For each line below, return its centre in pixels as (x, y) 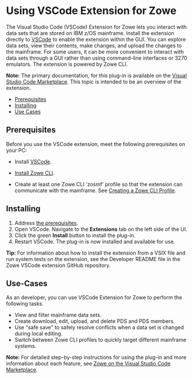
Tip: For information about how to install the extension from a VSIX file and (96, 253)
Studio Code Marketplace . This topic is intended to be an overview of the (94, 81)
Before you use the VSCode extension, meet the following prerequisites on (96, 144)
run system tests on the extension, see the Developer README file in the (93, 259)
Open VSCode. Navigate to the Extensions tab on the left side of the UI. (101, 229)
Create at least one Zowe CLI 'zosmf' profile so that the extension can (98, 184)
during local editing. (38, 333)
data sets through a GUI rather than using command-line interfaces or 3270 (97, 58)
